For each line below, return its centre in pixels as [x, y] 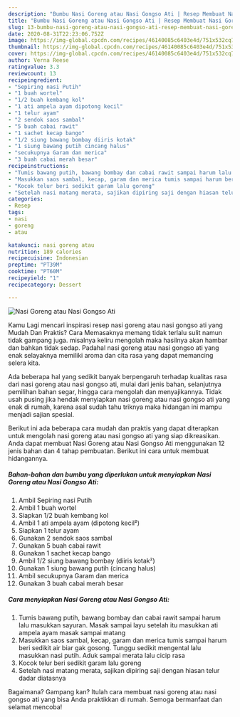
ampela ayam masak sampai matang [72, 632]
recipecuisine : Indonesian [48, 258]
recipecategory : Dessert [45, 285]
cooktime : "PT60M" [35, 272]
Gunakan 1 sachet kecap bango [64, 553]
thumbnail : [24, 47]
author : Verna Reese [39, 60]
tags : [16, 213]
